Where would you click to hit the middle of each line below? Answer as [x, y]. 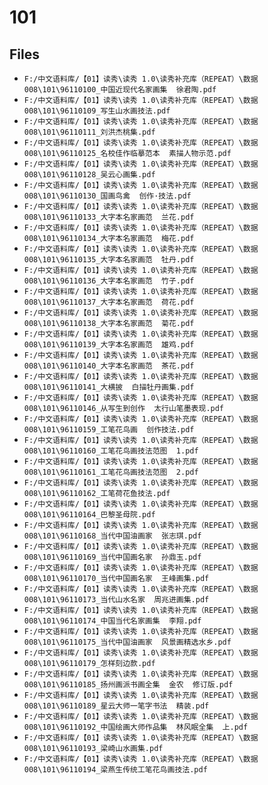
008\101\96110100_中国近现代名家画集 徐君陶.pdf [120, 90]
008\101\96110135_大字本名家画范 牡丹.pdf [109, 260]
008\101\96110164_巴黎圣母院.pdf [89, 515]
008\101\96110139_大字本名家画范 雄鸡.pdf [109, 345]
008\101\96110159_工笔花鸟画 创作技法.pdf [109, 430]
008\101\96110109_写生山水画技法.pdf [97, 111]
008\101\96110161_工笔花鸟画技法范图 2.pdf [111, 472]
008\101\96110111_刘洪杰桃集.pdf [89, 132]
